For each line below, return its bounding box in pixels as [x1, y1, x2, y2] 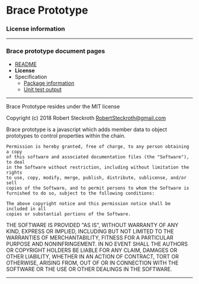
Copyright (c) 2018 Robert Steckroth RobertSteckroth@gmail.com [6, 114, 166, 122]
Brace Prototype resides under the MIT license [6, 103, 120, 110]
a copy [6, 149, 23, 155]
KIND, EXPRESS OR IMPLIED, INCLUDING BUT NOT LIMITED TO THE [6, 228, 174, 235]
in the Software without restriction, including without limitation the [6, 164, 190, 170]
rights [6, 170, 23, 175]
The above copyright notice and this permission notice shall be [6, 200, 171, 206]
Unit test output [23, 85, 62, 92]
